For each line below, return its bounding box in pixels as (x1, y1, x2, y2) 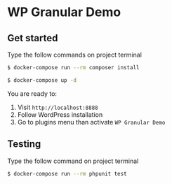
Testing (7, 138, 41, 150)
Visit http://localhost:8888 (17, 103, 98, 111)
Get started (7, 32, 58, 44)
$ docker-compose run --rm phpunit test (7, 170, 128, 177)
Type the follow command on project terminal (7, 157, 139, 165)
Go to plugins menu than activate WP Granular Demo (17, 118, 166, 126)
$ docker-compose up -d (7, 76, 77, 84)
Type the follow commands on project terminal (7, 50, 143, 59)
